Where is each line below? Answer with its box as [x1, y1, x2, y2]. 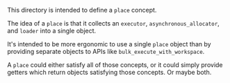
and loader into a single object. [7, 27, 97, 35]
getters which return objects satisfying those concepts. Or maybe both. [7, 68, 212, 76]
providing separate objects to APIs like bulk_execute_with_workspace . [7, 48, 205, 55]
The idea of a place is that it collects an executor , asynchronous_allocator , [7, 19, 220, 27]
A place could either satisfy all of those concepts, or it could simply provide [7, 61, 224, 68]
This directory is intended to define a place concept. [7, 6, 157, 14]
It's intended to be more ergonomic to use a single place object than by [7, 40, 211, 48]
